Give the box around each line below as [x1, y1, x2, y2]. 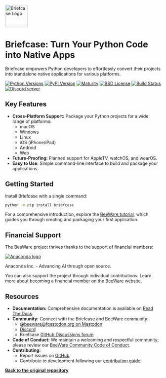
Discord [19, 326, 36, 333]
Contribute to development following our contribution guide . [19, 358, 142, 364]
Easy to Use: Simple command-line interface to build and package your [12, 160, 158, 166]
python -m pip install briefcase [5, 202, 74, 207]
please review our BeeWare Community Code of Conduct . [12, 342, 130, 348]
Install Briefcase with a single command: [5, 193, 87, 199]
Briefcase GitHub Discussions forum [19, 332, 94, 338]
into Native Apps [5, 49, 75, 61]
